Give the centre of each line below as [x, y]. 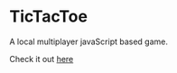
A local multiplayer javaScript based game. [89, 41]
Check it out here [42, 59]
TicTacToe [49, 17]
